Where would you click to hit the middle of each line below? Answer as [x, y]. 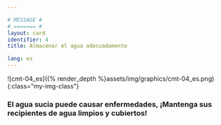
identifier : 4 [28, 39]
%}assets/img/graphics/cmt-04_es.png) [156, 79]
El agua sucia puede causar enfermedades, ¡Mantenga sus [110, 104]
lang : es [20, 59]
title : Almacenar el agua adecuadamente [68, 46]
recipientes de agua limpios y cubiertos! [77, 113]
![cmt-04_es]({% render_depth [52, 79]
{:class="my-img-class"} [43, 86]
